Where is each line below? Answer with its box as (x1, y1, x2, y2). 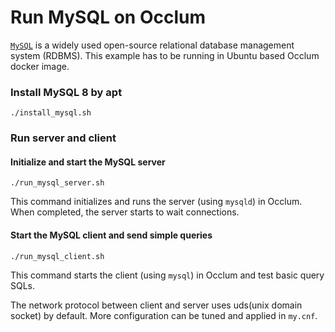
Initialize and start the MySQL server (10, 156, 166, 168)
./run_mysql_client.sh (10, 251, 105, 261)
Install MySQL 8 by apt (10, 85, 123, 99)
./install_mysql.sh (10, 108, 92, 118)
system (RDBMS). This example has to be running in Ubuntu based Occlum (10, 49, 320, 61)
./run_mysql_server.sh (10, 178, 105, 188)
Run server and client (10, 131, 117, 145)
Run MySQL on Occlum (10, 6, 206, 29)
